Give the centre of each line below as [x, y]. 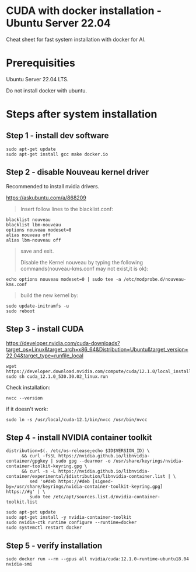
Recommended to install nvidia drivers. [53, 186]
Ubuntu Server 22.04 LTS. [37, 79]
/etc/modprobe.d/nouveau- [155, 279]
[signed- [103, 482]
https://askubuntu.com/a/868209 [46, 198]
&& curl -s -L [39, 471]
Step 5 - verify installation [54, 545]
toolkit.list [22, 502]
